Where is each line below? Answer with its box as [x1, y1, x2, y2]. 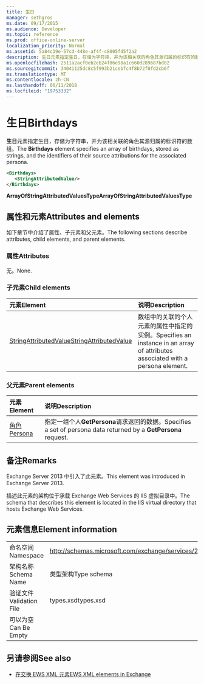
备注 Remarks [6, 455, 57, 466]
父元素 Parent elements [6, 381, 75, 389]
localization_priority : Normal [6, 43, 86, 49]
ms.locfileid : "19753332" [6, 88, 72, 94]
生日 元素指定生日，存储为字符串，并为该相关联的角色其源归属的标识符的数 [6, 137, 192, 145]
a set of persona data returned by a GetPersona [44, 426, 182, 434]
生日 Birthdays [6, 116, 78, 130]
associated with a [137, 354, 188, 362]
